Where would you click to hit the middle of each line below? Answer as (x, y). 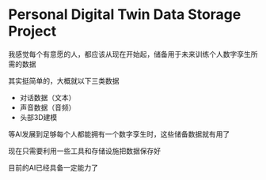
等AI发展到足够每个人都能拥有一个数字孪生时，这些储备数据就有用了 (119, 134)
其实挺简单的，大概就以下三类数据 (64, 81)
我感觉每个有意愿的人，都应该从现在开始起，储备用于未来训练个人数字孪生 (129, 54)
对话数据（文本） (47, 97)
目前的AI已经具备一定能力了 (53, 167)
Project (32, 31)
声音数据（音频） (47, 107)
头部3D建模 (38, 117)
